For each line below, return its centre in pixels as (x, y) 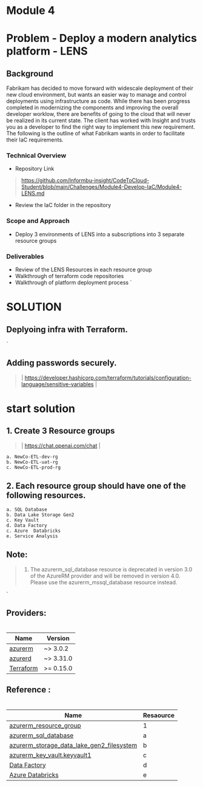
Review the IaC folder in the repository (63, 205)
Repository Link (35, 169)
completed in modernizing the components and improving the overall (92, 107)
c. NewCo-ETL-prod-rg (34, 467)
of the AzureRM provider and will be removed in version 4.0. (105, 576)
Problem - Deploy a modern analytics (101, 39)
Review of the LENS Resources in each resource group (84, 270)
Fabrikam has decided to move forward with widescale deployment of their (100, 88)
